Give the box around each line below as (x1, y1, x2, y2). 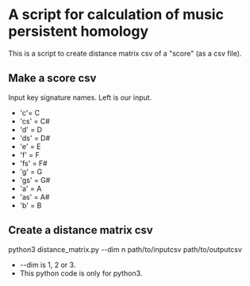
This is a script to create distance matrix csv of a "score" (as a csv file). (8, 48, 242, 58)
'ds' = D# (19, 133, 51, 143)
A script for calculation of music (8, 6, 225, 24)
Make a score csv (8, 71, 97, 85)
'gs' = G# (19, 175, 51, 185)
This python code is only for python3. (19, 268, 143, 278)
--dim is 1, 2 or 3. (19, 260, 76, 269)
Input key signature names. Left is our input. (8, 93, 152, 102)
